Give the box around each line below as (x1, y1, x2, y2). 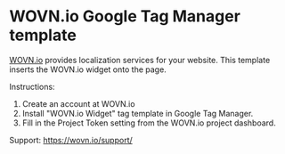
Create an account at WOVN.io (21, 98, 135, 109)
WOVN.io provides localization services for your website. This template (9, 54, 271, 65)
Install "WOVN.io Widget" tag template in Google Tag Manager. (21, 108, 254, 118)
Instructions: (9, 81, 55, 92)
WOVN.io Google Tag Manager (9, 6, 240, 27)
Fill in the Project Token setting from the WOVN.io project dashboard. (21, 118, 276, 128)
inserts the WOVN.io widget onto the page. (9, 64, 167, 75)
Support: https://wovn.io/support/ (9, 134, 134, 145)
